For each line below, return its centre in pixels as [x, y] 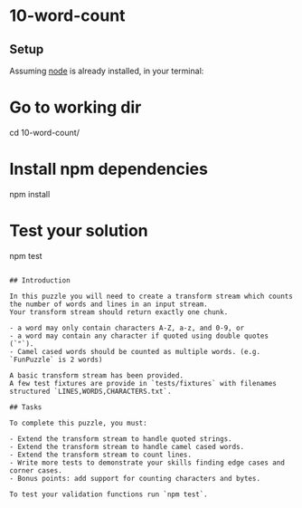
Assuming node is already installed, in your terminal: [107, 71]
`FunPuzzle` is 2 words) [56, 359]
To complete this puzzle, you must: [78, 423]
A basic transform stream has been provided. [96, 375]
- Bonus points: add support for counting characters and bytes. [135, 478]
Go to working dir [75, 107]
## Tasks [26, 407]
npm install [30, 194]
